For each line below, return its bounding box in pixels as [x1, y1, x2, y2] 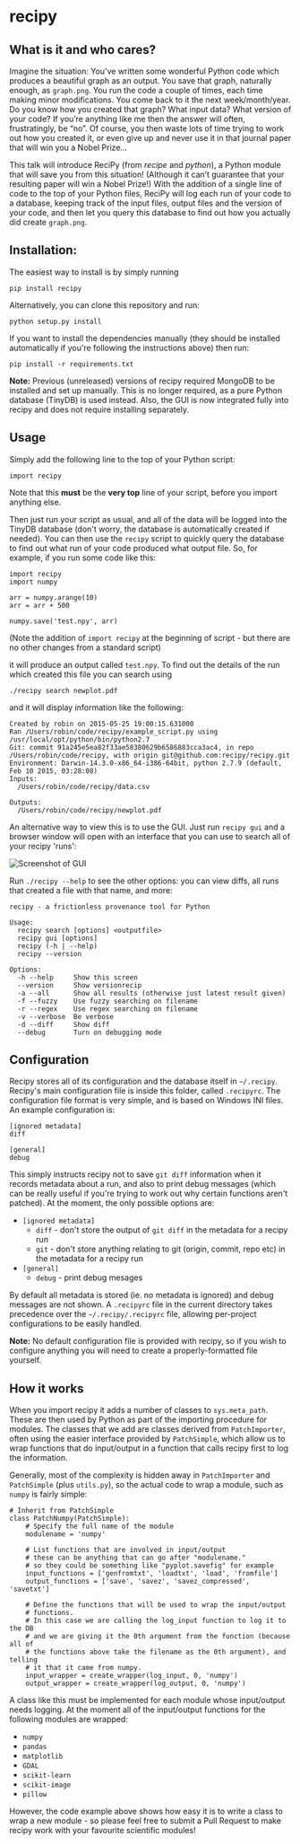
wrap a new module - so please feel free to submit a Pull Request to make [9, 1815, 282, 1826]
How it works [9, 1381, 84, 1396]
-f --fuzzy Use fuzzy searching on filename [17, 997, 199, 1005]
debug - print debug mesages [35, 1272, 143, 1283]
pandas [21, 1743, 47, 1752]
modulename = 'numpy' [25, 1530, 106, 1539]
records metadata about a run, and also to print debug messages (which [9, 1179, 276, 1190]
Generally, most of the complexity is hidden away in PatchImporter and [9, 1470, 270, 1480]
